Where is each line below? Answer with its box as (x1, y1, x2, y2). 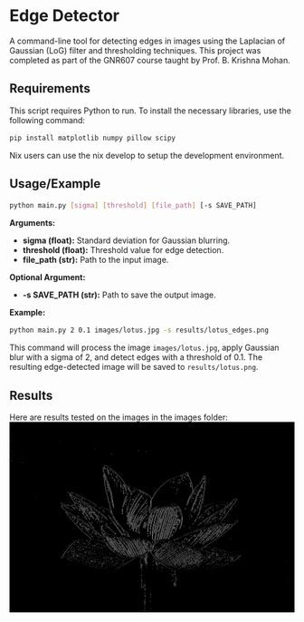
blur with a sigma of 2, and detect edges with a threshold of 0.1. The (9, 352, 263, 363)
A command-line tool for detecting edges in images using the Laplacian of (9, 35, 286, 46)
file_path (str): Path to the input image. (22, 255, 169, 266)
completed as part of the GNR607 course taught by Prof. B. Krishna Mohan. (9, 54, 291, 65)
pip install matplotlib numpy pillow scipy (9, 133, 176, 142)
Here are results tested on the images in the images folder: (9, 412, 228, 423)
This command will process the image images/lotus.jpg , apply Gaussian (9, 342, 280, 354)
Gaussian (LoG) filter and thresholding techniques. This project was (9, 44, 261, 55)
